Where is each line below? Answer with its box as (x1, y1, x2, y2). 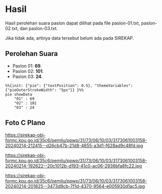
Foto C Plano (5, 118, 45, 127)
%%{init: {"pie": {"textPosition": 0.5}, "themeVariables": (5, 83, 133, 88)
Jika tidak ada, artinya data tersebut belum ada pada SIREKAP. (5, 35, 134, 41)
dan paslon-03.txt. (19, 25, 58, 31)
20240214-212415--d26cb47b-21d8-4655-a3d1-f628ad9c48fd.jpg (5, 142, 143, 148)
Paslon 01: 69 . (12, 62, 42, 68)
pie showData (5, 91, 32, 97)
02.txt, (5, 25, 19, 31)
